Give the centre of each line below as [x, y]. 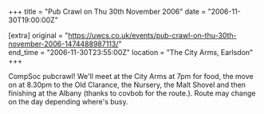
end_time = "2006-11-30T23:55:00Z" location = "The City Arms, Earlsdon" [131, 52]
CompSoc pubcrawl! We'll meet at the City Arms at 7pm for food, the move [131, 76]
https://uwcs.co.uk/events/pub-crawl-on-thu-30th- [152, 35]
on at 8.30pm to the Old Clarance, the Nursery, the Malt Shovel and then [127, 85]
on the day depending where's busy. [69, 102]
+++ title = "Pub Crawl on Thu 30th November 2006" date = [107, 12]
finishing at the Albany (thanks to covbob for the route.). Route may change [132, 93]
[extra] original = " [38, 35]
